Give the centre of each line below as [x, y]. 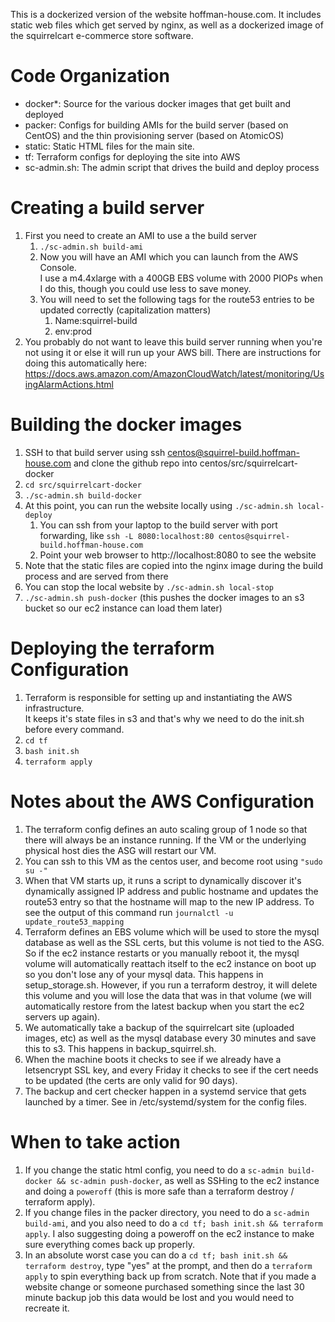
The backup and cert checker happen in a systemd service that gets [165, 1091]
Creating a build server [107, 208]
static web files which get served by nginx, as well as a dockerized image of [167, 25]
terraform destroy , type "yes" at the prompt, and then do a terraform [168, 1265]
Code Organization [90, 76]
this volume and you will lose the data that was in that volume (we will [168, 995]
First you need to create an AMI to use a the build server [141, 235]
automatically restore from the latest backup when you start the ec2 [164, 1006]
